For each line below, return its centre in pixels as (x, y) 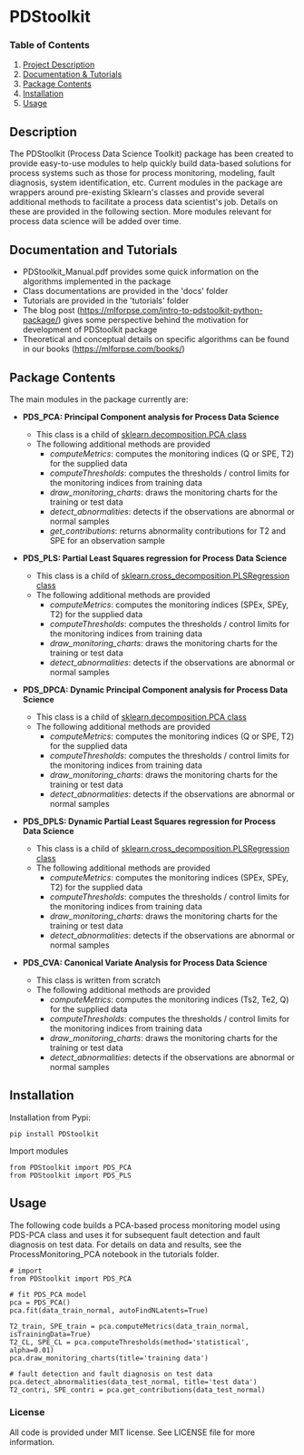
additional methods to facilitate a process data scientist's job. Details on (144, 202)
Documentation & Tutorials (72, 74)
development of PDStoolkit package (90, 329)
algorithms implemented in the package (97, 281)
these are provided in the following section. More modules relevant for (141, 211)
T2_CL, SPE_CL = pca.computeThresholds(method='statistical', (129, 1342)
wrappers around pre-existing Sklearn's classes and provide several (137, 192)
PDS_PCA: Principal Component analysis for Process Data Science (151, 417)
